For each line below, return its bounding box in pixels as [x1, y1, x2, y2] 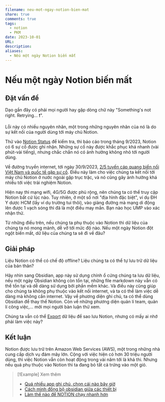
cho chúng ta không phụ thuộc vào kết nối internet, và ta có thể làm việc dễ [5, 288, 159, 294]
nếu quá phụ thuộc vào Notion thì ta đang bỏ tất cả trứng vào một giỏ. [5, 362, 147, 367]
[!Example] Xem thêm [17, 371, 61, 377]
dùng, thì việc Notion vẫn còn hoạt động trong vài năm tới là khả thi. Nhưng [5, 357, 158, 363]
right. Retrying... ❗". [5, 112, 43, 118]
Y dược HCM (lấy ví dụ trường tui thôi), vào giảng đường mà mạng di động [5, 200, 155, 206]
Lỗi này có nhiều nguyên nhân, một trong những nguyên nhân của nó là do [5, 124, 157, 130]
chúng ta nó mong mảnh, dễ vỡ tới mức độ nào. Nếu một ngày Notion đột [5, 225, 154, 231]
